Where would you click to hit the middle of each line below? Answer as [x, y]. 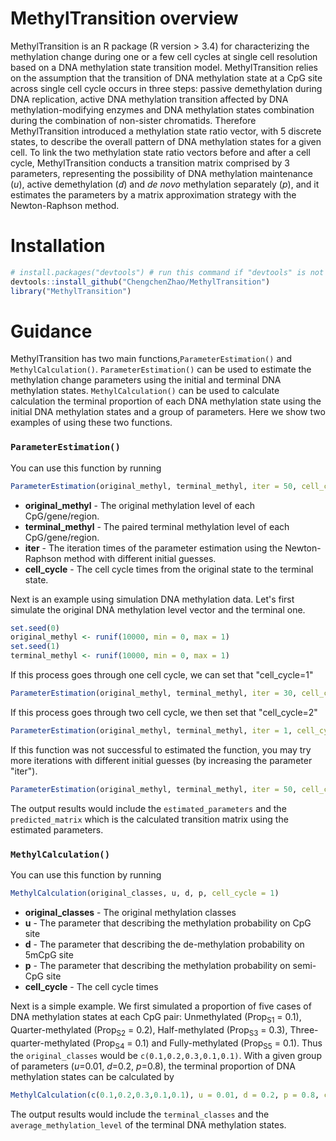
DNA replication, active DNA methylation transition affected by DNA [149, 99]
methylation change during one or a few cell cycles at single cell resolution [164, 56]
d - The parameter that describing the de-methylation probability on [164, 944]
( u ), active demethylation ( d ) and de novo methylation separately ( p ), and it [165, 184]
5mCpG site [49, 954]
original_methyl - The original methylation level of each [140, 505]
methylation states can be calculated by [92, 1077]
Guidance [51, 331]
